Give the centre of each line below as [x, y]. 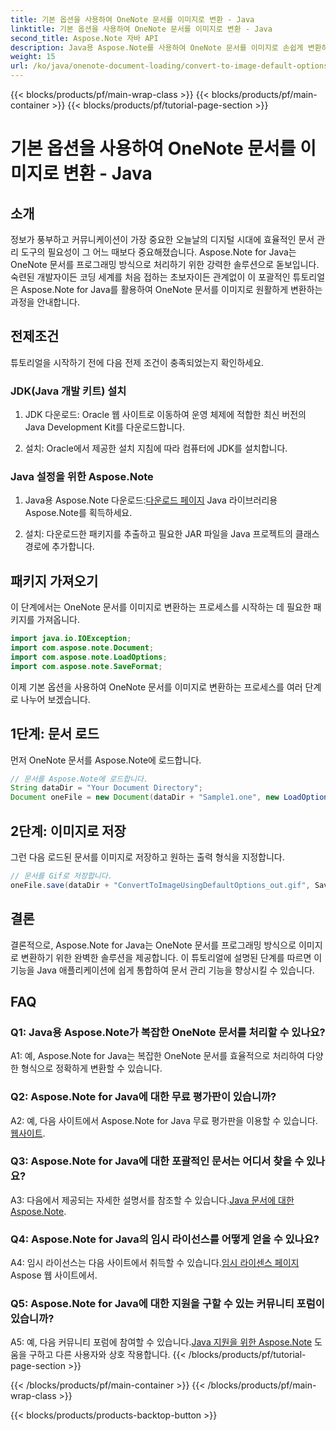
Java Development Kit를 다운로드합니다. [104, 427]
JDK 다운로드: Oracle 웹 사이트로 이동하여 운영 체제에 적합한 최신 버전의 [165, 415]
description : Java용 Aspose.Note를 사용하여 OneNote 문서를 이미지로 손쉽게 [157, 47]
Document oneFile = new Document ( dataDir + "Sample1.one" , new [145, 797]
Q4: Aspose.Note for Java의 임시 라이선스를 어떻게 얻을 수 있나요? [165, 1239]
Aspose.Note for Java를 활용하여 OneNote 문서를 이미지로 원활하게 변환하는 [171, 289]
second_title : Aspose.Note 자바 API [84, 38]
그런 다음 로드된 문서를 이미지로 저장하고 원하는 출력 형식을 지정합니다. [147, 857]
